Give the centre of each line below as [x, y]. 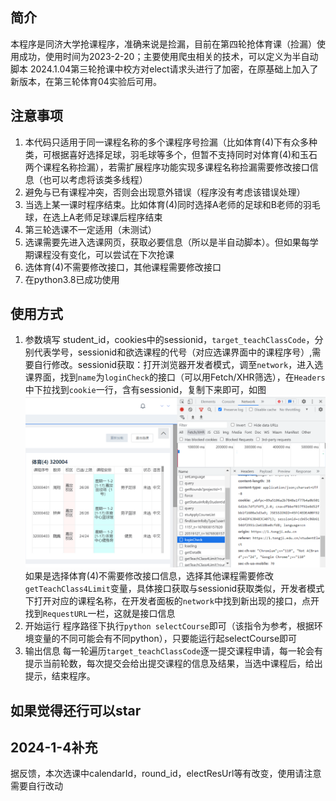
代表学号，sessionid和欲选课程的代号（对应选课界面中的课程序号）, [173, 352]
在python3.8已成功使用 [72, 279]
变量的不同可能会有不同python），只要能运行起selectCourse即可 [165, 639]
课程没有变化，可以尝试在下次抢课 [104, 254]
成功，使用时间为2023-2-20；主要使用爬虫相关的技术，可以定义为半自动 [168, 56]
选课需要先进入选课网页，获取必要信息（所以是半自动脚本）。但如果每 [167, 242]
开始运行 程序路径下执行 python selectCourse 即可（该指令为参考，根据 [169, 626]
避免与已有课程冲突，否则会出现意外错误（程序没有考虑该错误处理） [165, 192]
